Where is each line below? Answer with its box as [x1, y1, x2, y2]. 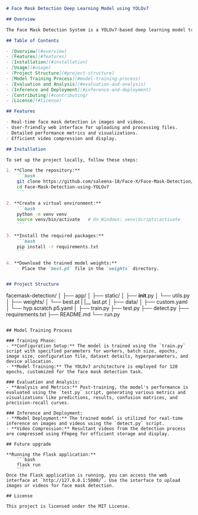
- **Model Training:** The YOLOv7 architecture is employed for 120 [6, 364, 178, 370]
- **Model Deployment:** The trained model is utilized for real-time [6, 416, 183, 422]
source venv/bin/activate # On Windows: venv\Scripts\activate [16, 216, 181, 223]
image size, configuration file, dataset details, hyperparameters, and [6, 354, 189, 359]
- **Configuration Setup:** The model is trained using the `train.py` [6, 343, 186, 349]
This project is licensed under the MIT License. [6, 503, 131, 510]
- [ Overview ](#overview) [6, 48, 67, 54]
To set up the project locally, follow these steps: [6, 157, 138, 163]
